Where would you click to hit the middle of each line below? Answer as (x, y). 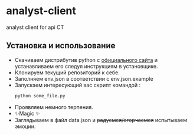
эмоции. (25, 126)
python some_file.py (40, 96)
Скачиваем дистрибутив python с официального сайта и (86, 60)
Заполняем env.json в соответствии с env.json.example (84, 78)
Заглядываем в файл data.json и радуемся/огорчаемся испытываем (101, 120)
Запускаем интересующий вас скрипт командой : (77, 85)
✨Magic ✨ (27, 113)
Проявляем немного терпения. (54, 107)
